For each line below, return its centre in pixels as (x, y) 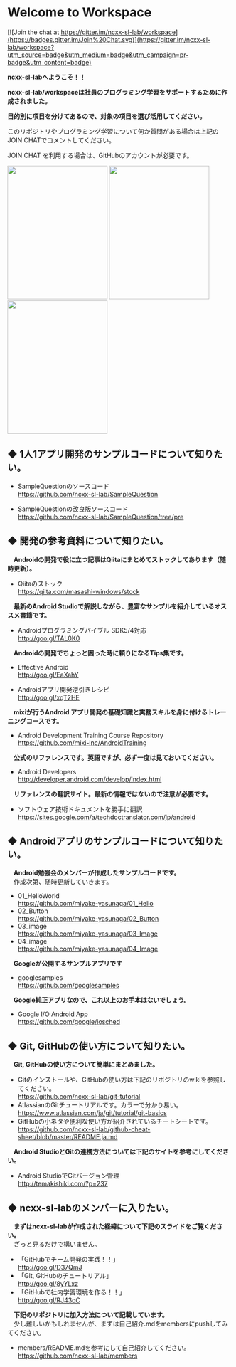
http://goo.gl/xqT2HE (48, 697)
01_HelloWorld (39, 896)
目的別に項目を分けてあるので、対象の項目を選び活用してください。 (107, 116)
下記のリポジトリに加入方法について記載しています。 (91, 1315)
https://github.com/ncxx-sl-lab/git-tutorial (79, 1097)
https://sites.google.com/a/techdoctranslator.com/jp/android (106, 817)
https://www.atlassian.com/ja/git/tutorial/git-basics (92, 1113)
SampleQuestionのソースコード (64, 486)
